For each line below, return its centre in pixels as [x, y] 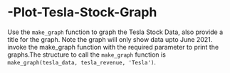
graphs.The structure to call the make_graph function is [87, 55]
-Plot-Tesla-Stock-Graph [82, 12]
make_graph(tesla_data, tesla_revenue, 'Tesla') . [82, 62]
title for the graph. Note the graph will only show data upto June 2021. [110, 39]
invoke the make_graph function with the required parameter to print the [113, 47]
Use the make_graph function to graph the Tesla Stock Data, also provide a [115, 32]
